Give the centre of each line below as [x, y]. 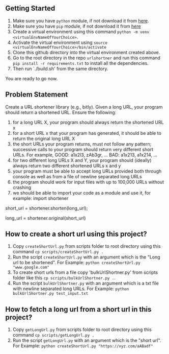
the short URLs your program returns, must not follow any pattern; [82, 144]
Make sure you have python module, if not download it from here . [81, 20]
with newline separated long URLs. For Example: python [71, 289]
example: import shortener [40, 198]
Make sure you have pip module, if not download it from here [77, 26]
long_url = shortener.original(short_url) [46, 218]
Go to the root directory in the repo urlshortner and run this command [86, 58]
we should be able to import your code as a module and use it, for [82, 193]
